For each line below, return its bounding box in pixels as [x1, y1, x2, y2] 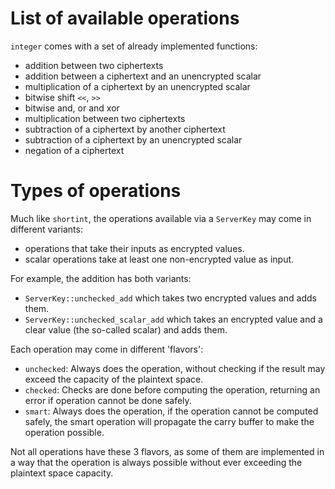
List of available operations [10, 7, 240, 30]
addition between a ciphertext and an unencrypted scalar [24, 70, 262, 82]
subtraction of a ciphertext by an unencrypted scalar [24, 133, 243, 146]
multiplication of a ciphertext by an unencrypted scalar [24, 80, 251, 92]
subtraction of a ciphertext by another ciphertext [24, 123, 226, 135]
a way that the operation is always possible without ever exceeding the [10, 456, 303, 468]
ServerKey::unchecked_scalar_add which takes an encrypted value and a [24, 313, 323, 325]
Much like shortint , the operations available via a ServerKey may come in [10, 212, 312, 224]
